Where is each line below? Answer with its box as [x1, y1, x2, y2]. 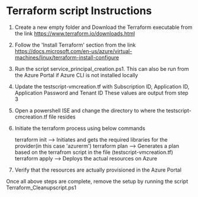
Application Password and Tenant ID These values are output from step [14, 89, 189, 96]
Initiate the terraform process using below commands [14, 124, 146, 132]
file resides [48, 113, 76, 120]
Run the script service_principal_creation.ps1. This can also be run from [14, 65, 189, 72]
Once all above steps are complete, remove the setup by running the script [6, 178, 188, 185]
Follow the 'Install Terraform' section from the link [14, 41, 136, 48]
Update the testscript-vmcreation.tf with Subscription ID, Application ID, [14, 83, 190, 90]
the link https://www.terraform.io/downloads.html [14, 29, 135, 37]
